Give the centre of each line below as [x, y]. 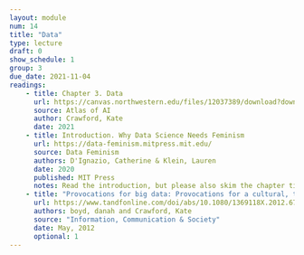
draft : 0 [26, 52]
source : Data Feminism [76, 152]
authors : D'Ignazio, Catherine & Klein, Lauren [125, 161]
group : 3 [26, 69]
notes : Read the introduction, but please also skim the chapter [159, 186]
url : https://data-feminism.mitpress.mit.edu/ [123, 144]
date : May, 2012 [64, 228]
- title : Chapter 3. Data [75, 93]
